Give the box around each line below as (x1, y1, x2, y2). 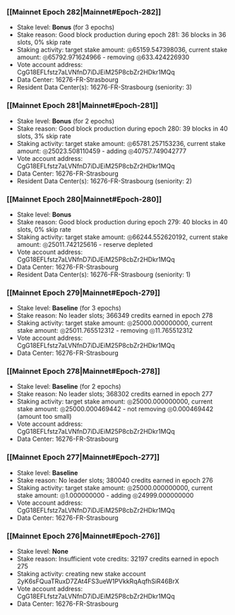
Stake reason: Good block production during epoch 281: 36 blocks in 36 (16, 30, 227, 39)
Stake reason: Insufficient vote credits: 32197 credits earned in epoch (16, 554, 219, 564)
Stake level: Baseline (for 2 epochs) (16, 382, 121, 391)
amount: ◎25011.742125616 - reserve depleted (16, 240, 153, 248)
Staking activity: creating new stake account (16, 570, 146, 578)
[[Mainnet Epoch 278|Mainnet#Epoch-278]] (6, 367, 160, 377)
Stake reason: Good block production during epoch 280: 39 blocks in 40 (16, 124, 229, 133)
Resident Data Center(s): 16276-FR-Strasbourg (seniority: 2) (16, 176, 192, 185)
